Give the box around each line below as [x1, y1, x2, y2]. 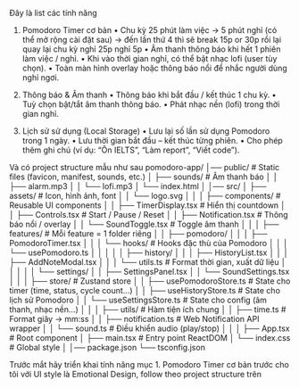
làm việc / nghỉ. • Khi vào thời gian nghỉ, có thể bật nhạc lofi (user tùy [21, 54, 278, 63]
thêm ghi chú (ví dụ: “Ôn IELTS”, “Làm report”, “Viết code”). [21, 144, 240, 155]
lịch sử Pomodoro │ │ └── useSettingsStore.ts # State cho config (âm [9, 294, 268, 305]
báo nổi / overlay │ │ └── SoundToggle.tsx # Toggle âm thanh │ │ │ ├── [9, 219, 279, 229]
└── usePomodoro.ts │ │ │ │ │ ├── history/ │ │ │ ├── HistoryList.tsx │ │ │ [9, 247, 289, 258]
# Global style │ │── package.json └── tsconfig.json [9, 343, 205, 352]
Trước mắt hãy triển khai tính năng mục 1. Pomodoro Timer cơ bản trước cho [9, 359, 290, 369]
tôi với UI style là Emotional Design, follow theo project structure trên [9, 369, 262, 379]
